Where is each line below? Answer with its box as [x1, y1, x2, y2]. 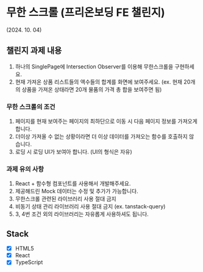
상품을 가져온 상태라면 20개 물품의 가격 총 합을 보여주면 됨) [21, 86, 162, 93]
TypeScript [15, 259, 43, 266]
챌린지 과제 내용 [6, 45, 62, 56]
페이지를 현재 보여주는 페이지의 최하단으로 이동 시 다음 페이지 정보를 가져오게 [15, 117, 198, 125]
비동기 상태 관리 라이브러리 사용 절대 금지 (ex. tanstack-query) [15, 203, 166, 210]
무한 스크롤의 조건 [6, 102, 56, 111]
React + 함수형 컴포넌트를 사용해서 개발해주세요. [15, 180, 131, 187]
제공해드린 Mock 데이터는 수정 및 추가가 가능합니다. [15, 188, 138, 195]
